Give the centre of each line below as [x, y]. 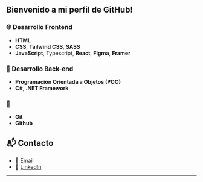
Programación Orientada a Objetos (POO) [68, 81]
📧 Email [24, 161]
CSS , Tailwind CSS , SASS [47, 46]
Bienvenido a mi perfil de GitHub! [69, 10]
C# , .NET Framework [42, 88]
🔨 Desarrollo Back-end [40, 69]
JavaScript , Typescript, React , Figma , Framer [73, 53]
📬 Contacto [30, 143]
